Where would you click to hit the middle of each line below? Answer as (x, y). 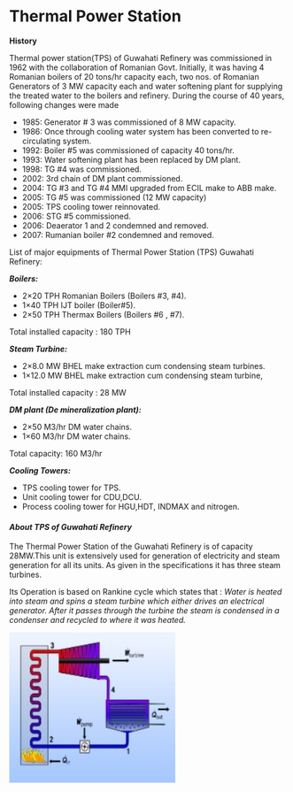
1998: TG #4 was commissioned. (81, 169)
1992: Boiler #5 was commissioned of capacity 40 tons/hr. (128, 150)
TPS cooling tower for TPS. (71, 488)
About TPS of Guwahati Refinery (71, 527)
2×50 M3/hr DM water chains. (77, 427)
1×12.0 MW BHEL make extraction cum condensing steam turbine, (142, 375)
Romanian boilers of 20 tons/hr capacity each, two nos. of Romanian (134, 76)
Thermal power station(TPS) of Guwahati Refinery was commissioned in (141, 58)
